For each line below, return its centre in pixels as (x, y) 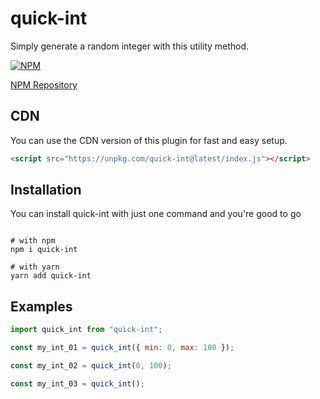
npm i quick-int (44, 250)
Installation (46, 190)
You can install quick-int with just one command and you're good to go (156, 214)
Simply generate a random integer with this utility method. (130, 46)
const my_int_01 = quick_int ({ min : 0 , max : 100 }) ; (122, 348)
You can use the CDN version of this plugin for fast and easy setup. (149, 140)
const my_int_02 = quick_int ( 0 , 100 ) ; (91, 366)
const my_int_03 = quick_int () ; (77, 383)
